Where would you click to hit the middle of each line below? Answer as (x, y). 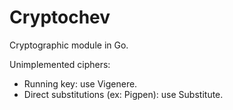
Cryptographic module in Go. (69, 45)
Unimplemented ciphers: (60, 64)
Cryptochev (60, 17)
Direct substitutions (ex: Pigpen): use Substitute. (123, 94)
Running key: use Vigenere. (80, 83)
